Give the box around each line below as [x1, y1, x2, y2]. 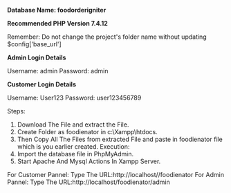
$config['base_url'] [7, 40, 62, 48]
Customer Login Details [7, 80, 76, 89]
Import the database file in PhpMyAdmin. [17, 150, 134, 158]
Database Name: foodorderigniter [7, 6, 107, 14]
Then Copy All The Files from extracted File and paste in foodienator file [17, 135, 223, 143]
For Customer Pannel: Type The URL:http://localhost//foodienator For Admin [7, 171, 225, 178]
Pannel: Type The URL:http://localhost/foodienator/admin [7, 178, 171, 186]
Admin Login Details [7, 53, 66, 62]
